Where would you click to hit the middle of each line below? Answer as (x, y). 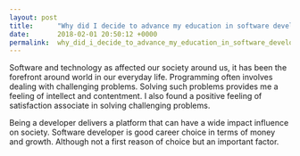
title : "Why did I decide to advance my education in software (139, 26)
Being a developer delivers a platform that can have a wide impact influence (149, 123)
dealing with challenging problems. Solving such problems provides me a (144, 86)
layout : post (33, 17)
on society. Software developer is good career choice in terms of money (142, 132)
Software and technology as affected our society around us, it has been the (148, 68)
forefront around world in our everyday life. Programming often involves (141, 78)
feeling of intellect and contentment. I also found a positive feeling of (136, 96)
